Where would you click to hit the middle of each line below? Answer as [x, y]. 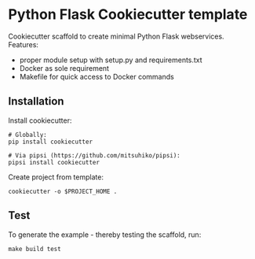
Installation [36, 101]
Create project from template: [56, 177]
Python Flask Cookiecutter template [128, 15]
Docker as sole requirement [64, 68]
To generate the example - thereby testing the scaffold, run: [105, 235]
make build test [35, 249]
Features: [24, 44]
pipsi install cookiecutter [54, 162]
